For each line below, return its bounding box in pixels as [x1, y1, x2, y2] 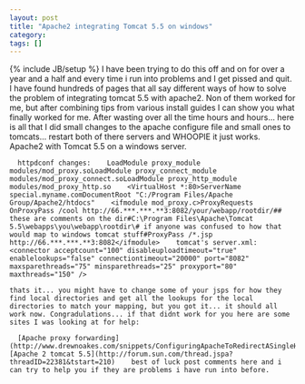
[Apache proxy [17, 334, 71, 343]
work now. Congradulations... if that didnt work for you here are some [9, 310, 290, 319]
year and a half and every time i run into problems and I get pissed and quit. [9, 74, 292, 85]
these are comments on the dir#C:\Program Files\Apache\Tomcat [9, 215, 254, 224]
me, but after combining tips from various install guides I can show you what [9, 102, 295, 114]
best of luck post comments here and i [131, 358, 282, 367]
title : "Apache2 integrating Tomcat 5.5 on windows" [9, 22, 213, 31]
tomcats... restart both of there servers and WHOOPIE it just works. [9, 131, 261, 142]
